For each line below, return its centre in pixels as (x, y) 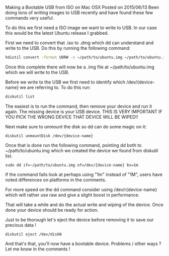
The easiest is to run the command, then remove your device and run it (79, 106)
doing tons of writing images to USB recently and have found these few (79, 13)
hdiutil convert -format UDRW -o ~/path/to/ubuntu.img (64, 57)
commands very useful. (30, 18)
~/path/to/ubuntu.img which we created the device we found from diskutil (82, 150)
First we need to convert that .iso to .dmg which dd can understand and (79, 43)
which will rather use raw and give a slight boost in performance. (72, 195)
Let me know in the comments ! (38, 249)
